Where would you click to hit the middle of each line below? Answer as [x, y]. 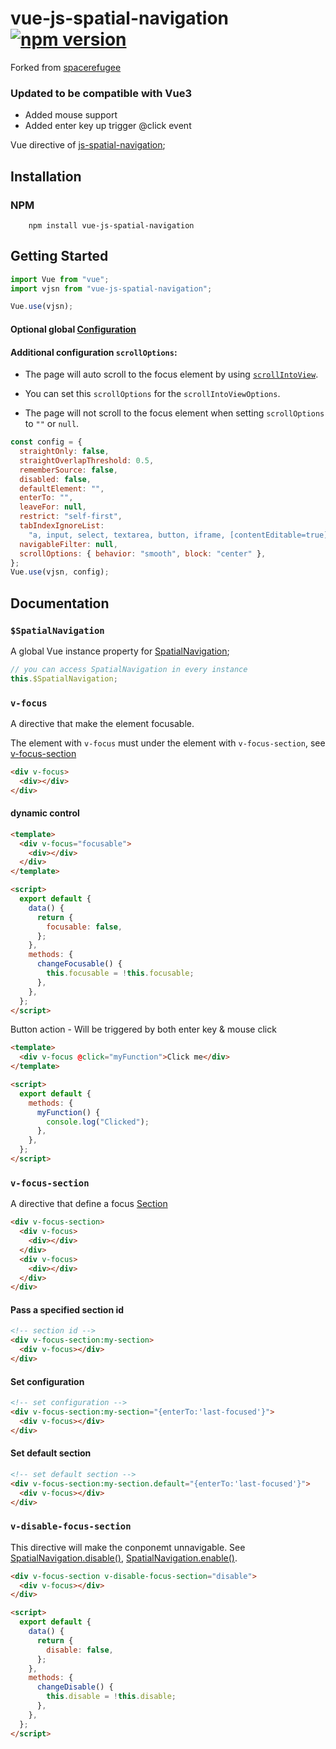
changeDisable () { [75, 1687]
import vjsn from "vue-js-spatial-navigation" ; [111, 288]
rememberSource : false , [68, 470]
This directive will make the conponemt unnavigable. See [128, 1547]
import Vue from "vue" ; [60, 279]
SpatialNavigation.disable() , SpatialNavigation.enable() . [124, 1558]
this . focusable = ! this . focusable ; [120, 973]
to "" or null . [52, 424]
